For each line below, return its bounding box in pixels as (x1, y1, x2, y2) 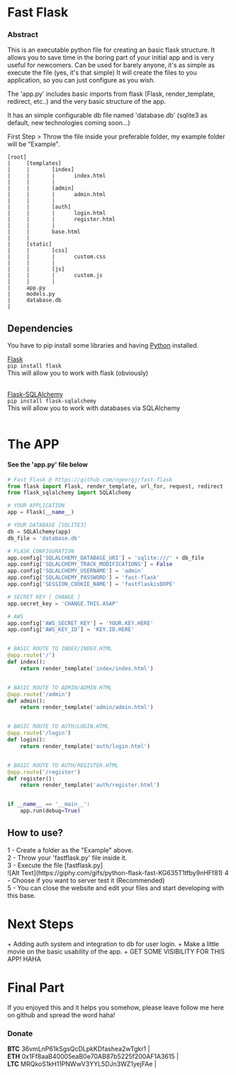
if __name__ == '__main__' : (7, 801, 91, 808)
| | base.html (7, 228, 81, 235)
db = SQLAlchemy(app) (7, 528, 72, 535)
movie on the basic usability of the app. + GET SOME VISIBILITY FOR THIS (7, 947, 225, 956)
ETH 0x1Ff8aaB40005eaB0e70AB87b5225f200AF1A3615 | (7, 1052, 179, 1061)
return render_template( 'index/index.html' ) (20, 665, 154, 672)
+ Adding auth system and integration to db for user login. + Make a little (7, 939, 220, 948)
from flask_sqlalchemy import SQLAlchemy (7, 489, 132, 496)
